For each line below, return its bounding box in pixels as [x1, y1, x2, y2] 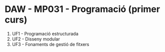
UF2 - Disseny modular [12, 36, 60, 42]
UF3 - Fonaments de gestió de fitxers [12, 41, 90, 47]
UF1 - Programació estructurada [12, 30, 79, 36]
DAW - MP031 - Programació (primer [5, 3, 160, 15]
